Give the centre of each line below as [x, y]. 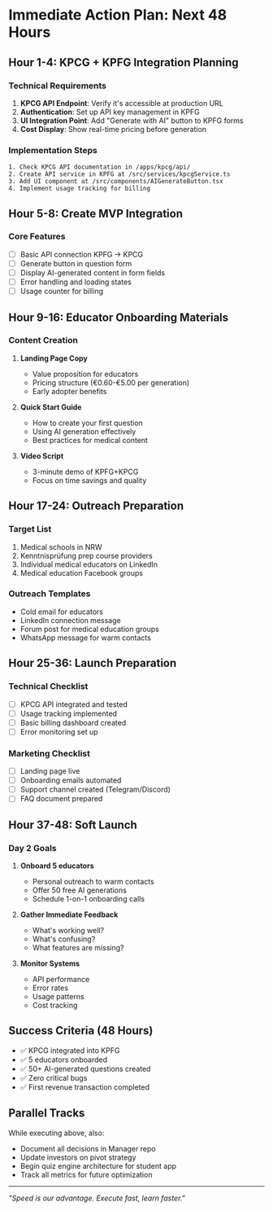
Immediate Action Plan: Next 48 [118, 15]
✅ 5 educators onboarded [64, 1060]
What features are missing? [78, 948]
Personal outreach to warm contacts [93, 882]
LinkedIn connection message [70, 620]
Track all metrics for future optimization [86, 1174]
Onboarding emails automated [71, 780]
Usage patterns [58, 997]
